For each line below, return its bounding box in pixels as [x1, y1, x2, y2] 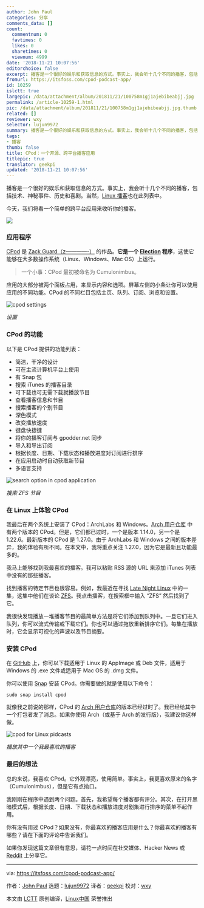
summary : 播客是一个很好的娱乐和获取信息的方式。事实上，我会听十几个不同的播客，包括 [6, 128, 199, 134]
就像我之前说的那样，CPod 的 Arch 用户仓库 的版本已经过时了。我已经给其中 [6, 703, 196, 711]
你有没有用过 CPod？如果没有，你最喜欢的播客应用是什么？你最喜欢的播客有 [6, 824, 197, 831]
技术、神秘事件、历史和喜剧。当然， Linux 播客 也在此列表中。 [11, 192, 165, 199]
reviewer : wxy [6, 116, 42, 122]
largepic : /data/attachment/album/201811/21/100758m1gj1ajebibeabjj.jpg [6, 94, 194, 100]
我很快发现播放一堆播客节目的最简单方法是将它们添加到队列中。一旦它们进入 [6, 613, 198, 620]
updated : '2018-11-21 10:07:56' [6, 167, 88, 173]
